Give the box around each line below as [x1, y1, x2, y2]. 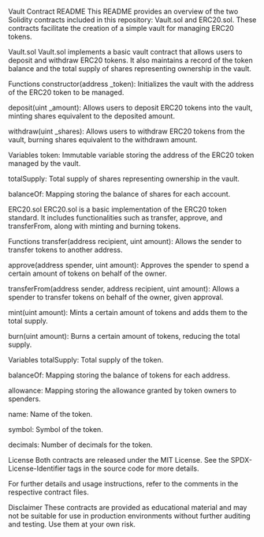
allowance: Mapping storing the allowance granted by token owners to [8, 386, 236, 395]
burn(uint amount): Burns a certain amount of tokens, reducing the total [8, 332, 240, 340]
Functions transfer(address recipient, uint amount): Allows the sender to [8, 237, 242, 246]
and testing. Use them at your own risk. [8, 520, 136, 528]
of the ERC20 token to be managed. [8, 88, 125, 97]
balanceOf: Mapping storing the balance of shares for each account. [8, 190, 231, 198]
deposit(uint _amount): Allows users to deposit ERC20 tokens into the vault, [8, 103, 253, 112]
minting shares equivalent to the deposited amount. [8, 111, 176, 121]
